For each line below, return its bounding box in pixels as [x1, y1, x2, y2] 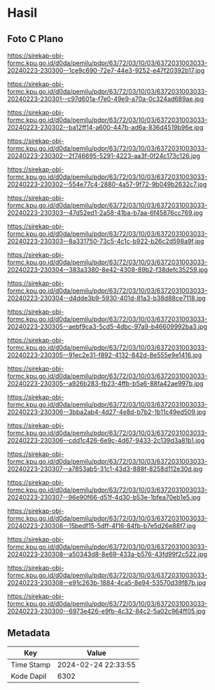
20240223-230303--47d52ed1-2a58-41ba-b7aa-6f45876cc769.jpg [7, 209, 203, 216]
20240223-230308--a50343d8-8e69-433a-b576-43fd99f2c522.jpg [7, 550, 208, 558]
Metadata [7, 627, 50, 639]
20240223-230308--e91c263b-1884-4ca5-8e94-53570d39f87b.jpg [7, 579, 207, 586]
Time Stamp [11, 660, 51, 670]
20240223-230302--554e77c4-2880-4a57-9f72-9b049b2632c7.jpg [7, 180, 207, 188]
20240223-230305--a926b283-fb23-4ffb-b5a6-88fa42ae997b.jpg [7, 380, 204, 387]
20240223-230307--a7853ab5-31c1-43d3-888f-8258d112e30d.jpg [7, 464, 203, 473]
